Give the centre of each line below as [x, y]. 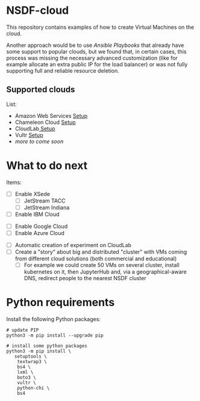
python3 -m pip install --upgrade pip [55, 335]
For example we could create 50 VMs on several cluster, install [102, 265]
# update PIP [23, 330]
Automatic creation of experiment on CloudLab [73, 245]
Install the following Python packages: [54, 319]
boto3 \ [27, 378]
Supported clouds [41, 90]
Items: [14, 182]
